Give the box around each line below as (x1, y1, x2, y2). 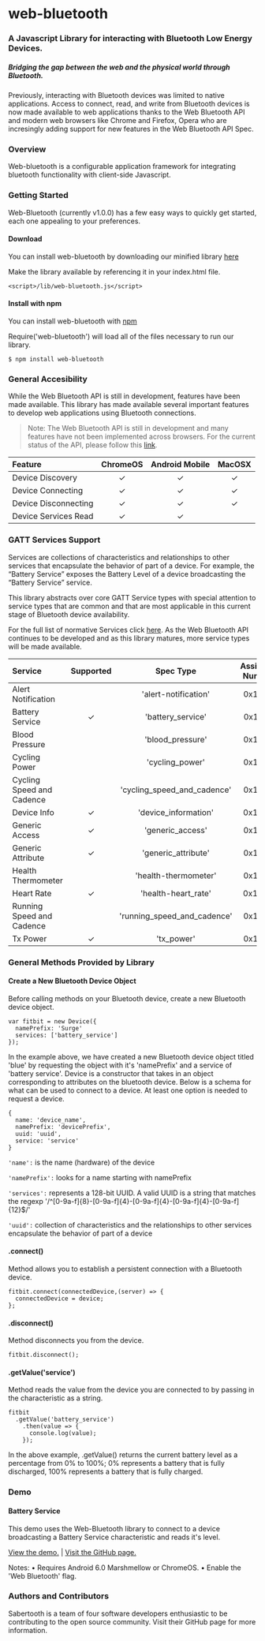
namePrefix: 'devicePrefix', (15, 1123, 111, 1131)
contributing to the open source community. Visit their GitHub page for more (8, 1617, 256, 1626)
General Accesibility (8, 374, 88, 384)
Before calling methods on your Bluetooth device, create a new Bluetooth (8, 993, 246, 1003)
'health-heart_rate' (140, 888, 211, 899)
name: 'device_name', (15, 1116, 87, 1124)
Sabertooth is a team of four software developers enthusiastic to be (8, 1609, 228, 1618)
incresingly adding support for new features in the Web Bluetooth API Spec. (8, 124, 254, 134)
